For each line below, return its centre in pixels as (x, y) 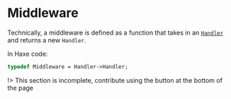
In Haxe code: (28, 54)
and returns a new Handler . (47, 40)
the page (21, 88)
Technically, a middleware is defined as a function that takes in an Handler (115, 33)
